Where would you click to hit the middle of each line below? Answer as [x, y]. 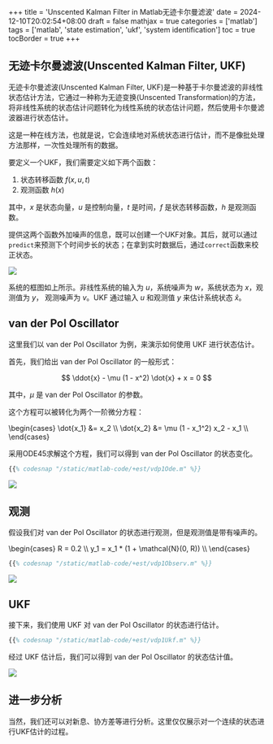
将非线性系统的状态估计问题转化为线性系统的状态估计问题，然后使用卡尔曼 [133, 107]
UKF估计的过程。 [44, 731]
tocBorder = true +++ [44, 38]
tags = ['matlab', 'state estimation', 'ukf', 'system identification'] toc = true [132, 30]
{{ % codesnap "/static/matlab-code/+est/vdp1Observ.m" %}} [110, 563]
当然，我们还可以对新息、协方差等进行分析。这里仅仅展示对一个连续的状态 [133, 721]
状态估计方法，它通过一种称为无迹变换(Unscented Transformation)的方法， [134, 97]
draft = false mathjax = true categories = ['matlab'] [173, 21]
